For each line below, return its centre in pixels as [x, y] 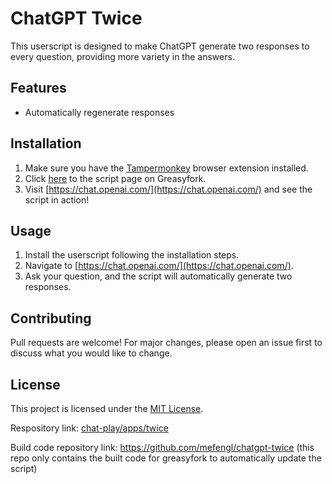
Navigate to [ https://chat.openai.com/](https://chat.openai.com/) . [159, 266]
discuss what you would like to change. [91, 353]
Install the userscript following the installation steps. [132, 255]
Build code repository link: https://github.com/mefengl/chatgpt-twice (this [162, 447]
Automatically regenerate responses [99, 112]
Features [38, 88]
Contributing [51, 318]
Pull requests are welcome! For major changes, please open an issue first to [166, 343]
